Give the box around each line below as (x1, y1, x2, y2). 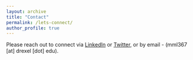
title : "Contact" (6, 14, 49, 20)
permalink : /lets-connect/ (6, 19, 73, 25)
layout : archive (6, 8, 46, 15)
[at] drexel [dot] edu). (6, 48, 59, 55)
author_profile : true (6, 25, 60, 31)
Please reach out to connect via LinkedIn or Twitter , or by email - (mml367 (6, 41, 188, 48)
